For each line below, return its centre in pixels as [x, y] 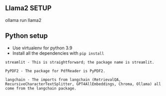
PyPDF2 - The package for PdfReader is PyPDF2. [55, 71]
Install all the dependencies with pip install [58, 53]
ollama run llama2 [23, 20]
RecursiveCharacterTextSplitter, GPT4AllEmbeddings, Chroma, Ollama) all [83, 84]
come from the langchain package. [41, 88]
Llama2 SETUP [28, 8]
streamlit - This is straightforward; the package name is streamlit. [80, 62]
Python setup [27, 36]
